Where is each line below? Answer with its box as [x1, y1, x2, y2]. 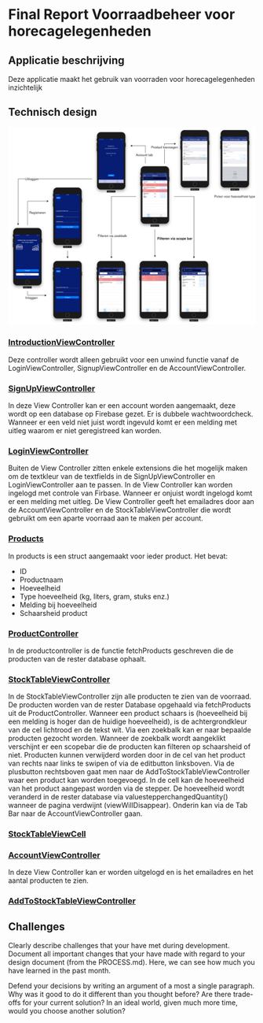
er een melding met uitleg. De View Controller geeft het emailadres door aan [8, 497, 255, 506]
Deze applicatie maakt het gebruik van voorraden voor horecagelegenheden [8, 75, 255, 83]
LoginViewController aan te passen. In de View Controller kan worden [8, 480, 233, 490]
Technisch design [8, 106, 97, 119]
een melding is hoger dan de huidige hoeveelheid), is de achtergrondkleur [8, 717, 247, 726]
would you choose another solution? [8, 1006, 126, 1016]
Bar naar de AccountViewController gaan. [8, 809, 143, 818]
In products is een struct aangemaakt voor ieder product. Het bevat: [8, 551, 228, 561]
